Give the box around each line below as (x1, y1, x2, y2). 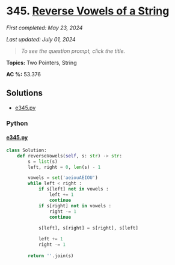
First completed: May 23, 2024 (6, 24, 83, 31)
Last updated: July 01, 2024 (6, 35, 76, 43)
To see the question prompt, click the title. (20, 47, 126, 55)
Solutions (6, 88, 43, 99)
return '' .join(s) (28, 252, 74, 259)
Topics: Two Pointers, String (6, 59, 77, 66)
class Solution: (6, 147, 47, 153)
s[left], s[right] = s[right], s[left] (38, 225, 138, 231)
